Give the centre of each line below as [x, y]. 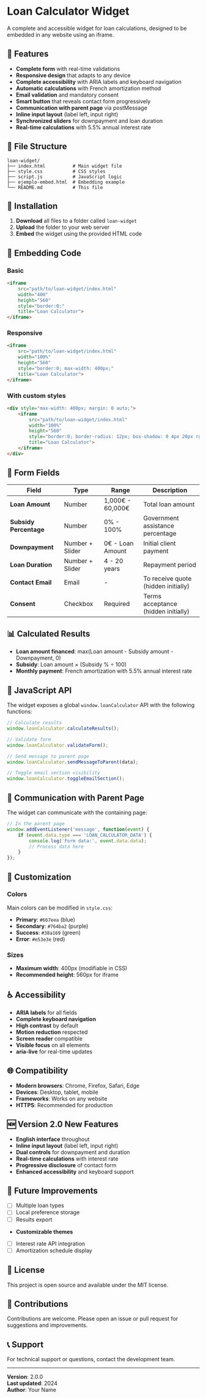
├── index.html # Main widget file [64, 166]
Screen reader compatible [49, 1038]
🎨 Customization [39, 877]
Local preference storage [48, 1213]
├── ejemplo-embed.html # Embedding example [66, 182]
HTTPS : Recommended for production [64, 1105]
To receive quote [167, 578]
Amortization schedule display [54, 1250]
